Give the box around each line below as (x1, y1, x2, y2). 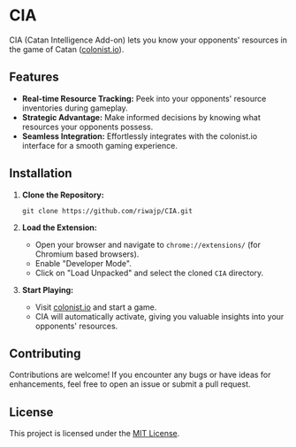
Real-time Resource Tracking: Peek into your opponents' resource (21, 93, 267, 104)
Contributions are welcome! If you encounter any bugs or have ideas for (9, 369, 271, 381)
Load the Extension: (21, 222, 97, 233)
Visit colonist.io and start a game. (34, 302, 157, 312)
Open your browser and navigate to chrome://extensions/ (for (34, 239, 261, 250)
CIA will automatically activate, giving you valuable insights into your (34, 311, 285, 321)
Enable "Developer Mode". (34, 258, 133, 268)
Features (9, 70, 59, 85)
